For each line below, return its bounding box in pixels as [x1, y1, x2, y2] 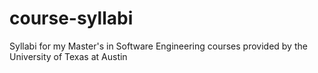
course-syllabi [9, 7, 134, 30]
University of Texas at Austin [9, 50, 128, 62]
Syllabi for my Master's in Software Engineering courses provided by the [9, 40, 308, 52]
